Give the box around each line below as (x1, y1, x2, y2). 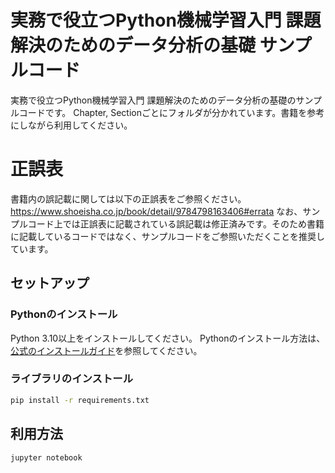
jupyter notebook (10, 452, 83, 463)
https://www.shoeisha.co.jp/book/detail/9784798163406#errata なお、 (10, 205, 303, 217)
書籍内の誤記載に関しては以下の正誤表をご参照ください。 (10, 192, 247, 205)
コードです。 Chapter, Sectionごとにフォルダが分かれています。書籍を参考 (18, 106, 325, 118)
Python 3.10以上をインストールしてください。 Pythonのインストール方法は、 (10, 332, 326, 344)
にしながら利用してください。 (10, 119, 133, 131)
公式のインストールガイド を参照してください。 (10, 344, 203, 356)
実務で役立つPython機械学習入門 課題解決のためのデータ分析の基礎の (10, 94, 297, 106)
